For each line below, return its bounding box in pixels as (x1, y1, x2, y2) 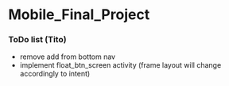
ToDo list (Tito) (8, 34, 67, 45)
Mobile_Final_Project (8, 6, 150, 24)
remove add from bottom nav (19, 52, 116, 61)
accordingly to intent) (19, 69, 91, 79)
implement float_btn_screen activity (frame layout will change (19, 61, 222, 70)
